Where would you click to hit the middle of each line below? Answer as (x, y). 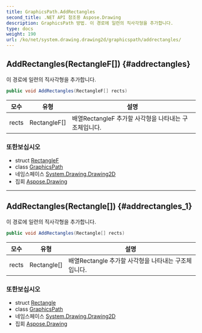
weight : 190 (21, 34)
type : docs (20, 29)
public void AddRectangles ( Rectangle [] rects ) (66, 233)
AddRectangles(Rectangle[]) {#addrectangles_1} (99, 206)
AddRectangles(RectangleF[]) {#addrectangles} (98, 64)
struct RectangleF (37, 160)
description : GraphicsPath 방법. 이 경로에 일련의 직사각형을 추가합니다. (90, 23)
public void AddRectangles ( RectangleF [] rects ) (67, 91)
